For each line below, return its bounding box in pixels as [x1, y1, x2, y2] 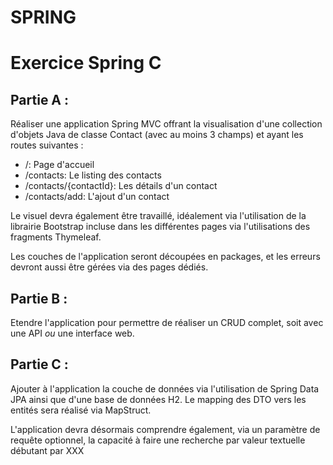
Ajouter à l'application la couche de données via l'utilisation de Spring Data [10, 382, 320, 395]
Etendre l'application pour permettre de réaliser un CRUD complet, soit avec [10, 317, 324, 328]
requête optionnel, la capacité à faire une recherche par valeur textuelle [10, 434, 306, 446]
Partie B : [10, 290, 68, 307]
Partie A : [10, 91, 70, 108]
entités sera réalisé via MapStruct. [10, 404, 152, 416]
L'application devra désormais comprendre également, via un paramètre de [10, 423, 321, 435]
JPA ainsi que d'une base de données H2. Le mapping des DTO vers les [10, 393, 307, 405]
